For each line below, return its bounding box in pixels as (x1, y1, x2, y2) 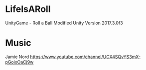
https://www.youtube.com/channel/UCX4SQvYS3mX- (30, 54, 141, 60)
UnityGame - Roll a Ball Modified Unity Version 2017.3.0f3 (5, 20, 123, 26)
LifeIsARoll (5, 3, 51, 15)
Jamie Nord (5, 54, 29, 60)
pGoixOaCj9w (5, 59, 34, 65)
